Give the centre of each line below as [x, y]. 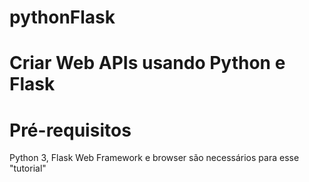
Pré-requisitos [70, 130]
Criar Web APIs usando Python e [147, 63]
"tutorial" [28, 168]
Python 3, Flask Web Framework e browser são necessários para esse [154, 158]
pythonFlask [62, 17]
